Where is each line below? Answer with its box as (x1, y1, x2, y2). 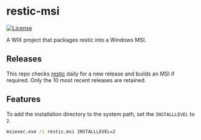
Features (6, 94, 41, 105)
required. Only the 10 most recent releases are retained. (6, 76, 146, 83)
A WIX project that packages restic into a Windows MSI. (6, 36, 147, 43)
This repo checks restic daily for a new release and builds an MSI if (6, 70, 175, 77)
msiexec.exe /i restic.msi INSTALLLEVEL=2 (6, 128, 116, 135)
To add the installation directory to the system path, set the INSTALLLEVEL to (6, 110, 195, 117)
